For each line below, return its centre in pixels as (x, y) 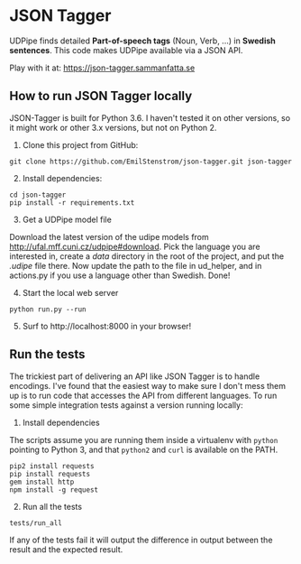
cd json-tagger (38, 195)
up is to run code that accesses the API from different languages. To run (143, 395)
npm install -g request (54, 490)
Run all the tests (52, 506)
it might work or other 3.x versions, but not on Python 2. (113, 127)
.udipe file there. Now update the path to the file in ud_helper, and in (136, 265)
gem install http (42, 482)
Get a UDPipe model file (67, 219)
